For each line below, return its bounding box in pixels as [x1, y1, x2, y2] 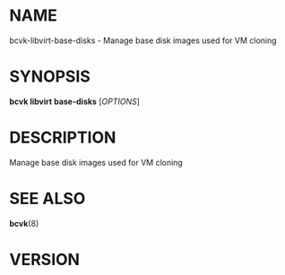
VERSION [9, 249, 81, 270]
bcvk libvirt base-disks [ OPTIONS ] [9, 96, 141, 107]
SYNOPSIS [9, 66, 91, 87]
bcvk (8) [9, 218, 39, 228]
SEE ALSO [9, 189, 86, 209]
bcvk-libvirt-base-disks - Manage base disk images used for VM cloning [9, 35, 277, 46]
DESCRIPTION [9, 127, 117, 148]
